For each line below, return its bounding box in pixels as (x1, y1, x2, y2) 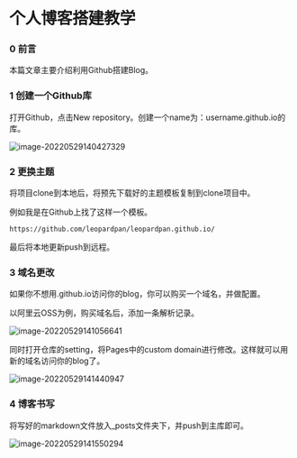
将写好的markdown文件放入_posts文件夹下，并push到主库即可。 (9, 420, 249, 431)
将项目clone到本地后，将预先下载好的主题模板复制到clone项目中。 (9, 188, 256, 198)
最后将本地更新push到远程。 (9, 242, 115, 252)
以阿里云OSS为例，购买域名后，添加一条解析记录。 (9, 307, 200, 318)
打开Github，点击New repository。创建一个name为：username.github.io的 (9, 112, 286, 123)
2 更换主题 (9, 165, 55, 178)
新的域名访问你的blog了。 (9, 355, 105, 366)
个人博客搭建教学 (9, 8, 137, 29)
